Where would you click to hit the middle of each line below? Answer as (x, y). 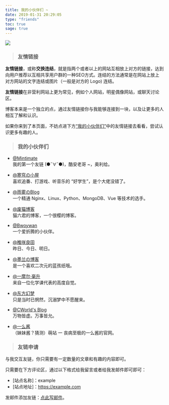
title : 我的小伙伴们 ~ (27, 10)
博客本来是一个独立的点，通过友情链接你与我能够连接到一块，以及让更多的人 (84, 109)
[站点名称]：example (34, 381)
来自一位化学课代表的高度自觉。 (46, 282)
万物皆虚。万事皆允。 (34, 316)
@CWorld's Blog (29, 310)
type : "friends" (22, 19)
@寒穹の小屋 (26, 175)
